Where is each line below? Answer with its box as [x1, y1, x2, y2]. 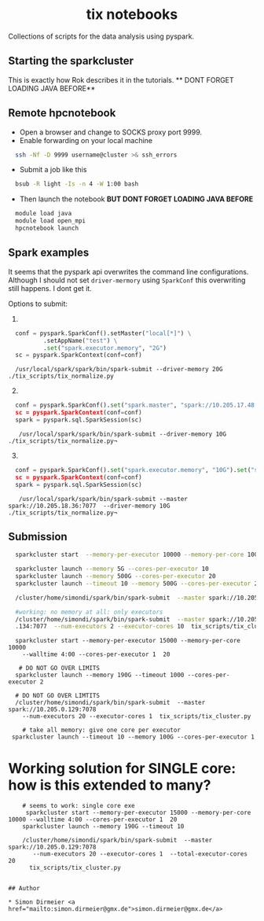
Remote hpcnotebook [8, 106, 116, 120]
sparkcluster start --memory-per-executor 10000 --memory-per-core [15, 551, 244, 559]
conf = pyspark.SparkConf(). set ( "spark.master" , [15, 401, 178, 410]
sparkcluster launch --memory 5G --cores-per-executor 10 [15, 565, 210, 573]
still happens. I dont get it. [8, 283, 92, 293]
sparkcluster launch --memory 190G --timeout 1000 [15, 671, 185, 680]
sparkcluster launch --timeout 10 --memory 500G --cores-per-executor [15, 580, 251, 588]
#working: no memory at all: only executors [15, 608, 163, 616]
